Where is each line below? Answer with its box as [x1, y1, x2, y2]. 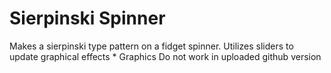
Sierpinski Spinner [9, 7, 166, 30]
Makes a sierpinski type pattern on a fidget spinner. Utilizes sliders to [9, 40, 294, 52]
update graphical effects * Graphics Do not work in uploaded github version [9, 50, 322, 62]
